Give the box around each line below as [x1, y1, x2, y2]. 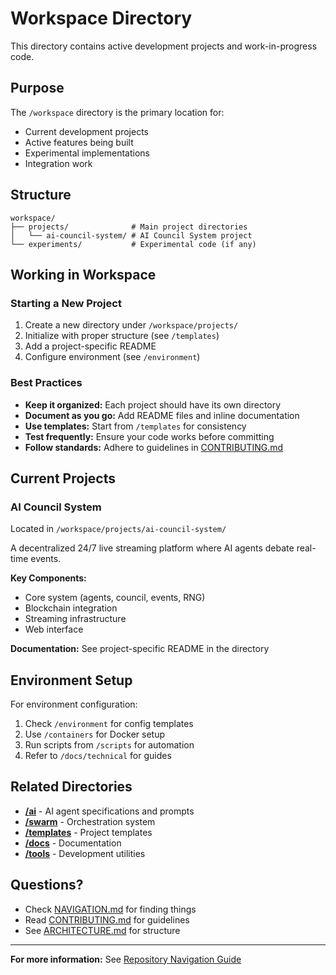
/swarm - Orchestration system [24, 815, 156, 827]
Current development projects [24, 125, 149, 137]
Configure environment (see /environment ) [24, 351, 201, 363]
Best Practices [10, 376, 83, 390]
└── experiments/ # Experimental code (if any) [10, 239, 257, 249]
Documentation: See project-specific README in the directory [10, 643, 270, 655]
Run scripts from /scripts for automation [24, 739, 195, 751]
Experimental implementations [24, 147, 150, 159]
